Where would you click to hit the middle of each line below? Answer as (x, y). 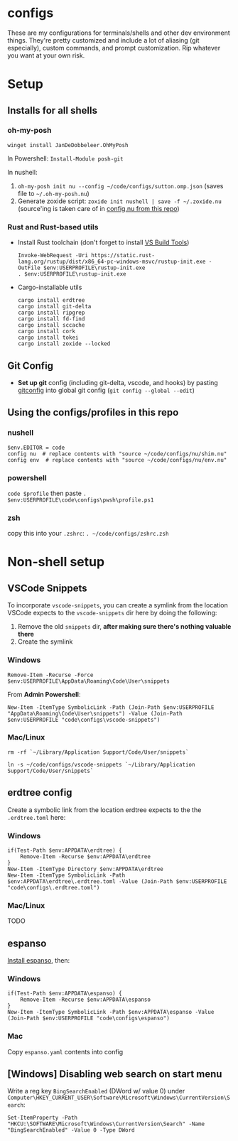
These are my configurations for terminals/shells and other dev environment (119, 33)
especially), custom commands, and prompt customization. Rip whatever (114, 48)
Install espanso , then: (39, 961)
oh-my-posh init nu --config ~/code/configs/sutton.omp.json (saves (120, 185)
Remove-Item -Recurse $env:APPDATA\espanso (86, 1000)
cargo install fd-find (51, 319)
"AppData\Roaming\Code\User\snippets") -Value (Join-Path (95, 713)
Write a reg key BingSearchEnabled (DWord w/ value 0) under (96, 1091)
